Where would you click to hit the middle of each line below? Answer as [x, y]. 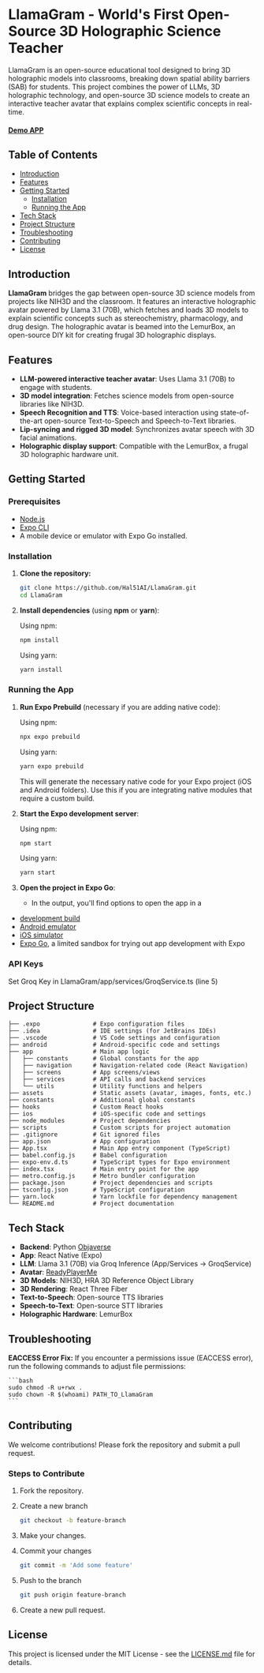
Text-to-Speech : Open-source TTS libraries [91, 1297]
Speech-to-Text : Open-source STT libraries [91, 1306]
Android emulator [48, 927]
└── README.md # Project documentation [91, 1204]
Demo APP [26, 130]
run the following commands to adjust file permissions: [97, 1366]
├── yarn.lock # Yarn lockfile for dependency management [123, 1197]
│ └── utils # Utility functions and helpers [105, 1086]
